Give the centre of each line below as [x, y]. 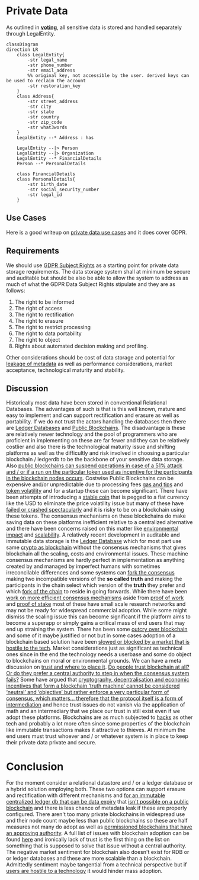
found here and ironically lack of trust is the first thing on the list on [88, 840]
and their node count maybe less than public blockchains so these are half [97, 821]
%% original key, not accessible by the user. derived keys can [108, 75]
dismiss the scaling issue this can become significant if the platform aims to [98, 616]
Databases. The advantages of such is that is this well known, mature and [96, 409]
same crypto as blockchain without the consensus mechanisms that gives [96, 547]
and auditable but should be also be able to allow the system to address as [97, 278]
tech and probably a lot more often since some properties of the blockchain [98, 724]
